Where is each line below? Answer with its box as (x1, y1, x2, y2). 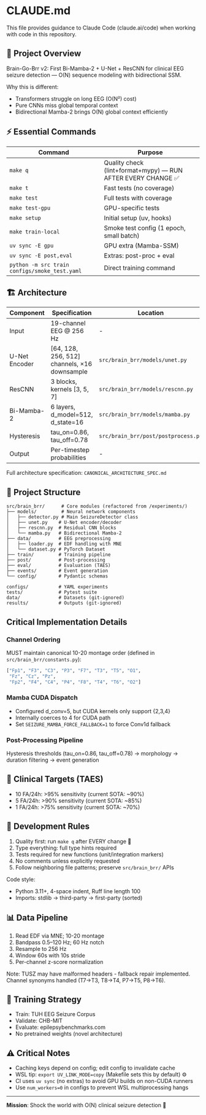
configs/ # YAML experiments (6, 584, 109, 590)
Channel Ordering (6, 635, 61, 644)
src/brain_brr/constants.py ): (6, 655, 82, 663)
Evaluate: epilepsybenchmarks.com (15, 1023, 106, 1031)
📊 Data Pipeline (6, 913, 69, 923)
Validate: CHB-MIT (15, 1017, 63, 1025)
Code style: (6, 875, 36, 883)
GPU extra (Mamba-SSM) (104, 241, 179, 249)
